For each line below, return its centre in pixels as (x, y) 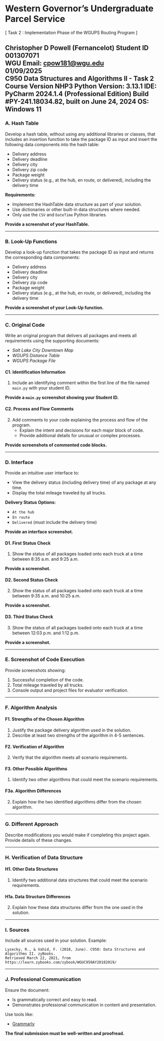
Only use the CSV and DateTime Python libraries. (60, 214)
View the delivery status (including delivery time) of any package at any (84, 482)
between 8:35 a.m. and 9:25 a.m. (45, 559)
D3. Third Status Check (29, 617)
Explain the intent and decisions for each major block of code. (82, 430)
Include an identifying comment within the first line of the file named (81, 383)
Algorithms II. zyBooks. (30, 954)
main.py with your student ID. (41, 388)
